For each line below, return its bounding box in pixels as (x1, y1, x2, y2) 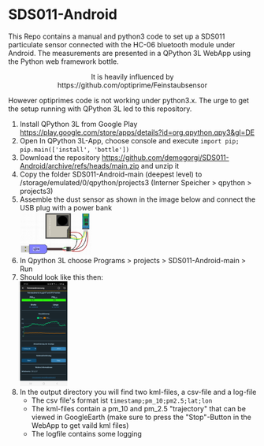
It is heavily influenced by (91, 72, 174, 81)
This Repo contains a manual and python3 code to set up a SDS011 (8, 32, 225, 41)
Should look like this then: (19, 272, 104, 281)
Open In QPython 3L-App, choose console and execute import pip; (19, 136, 240, 145)
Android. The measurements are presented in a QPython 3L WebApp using (8, 48, 251, 58)
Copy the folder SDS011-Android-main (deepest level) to (19, 169, 203, 179)
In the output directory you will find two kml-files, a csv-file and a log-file (19, 388, 257, 397)
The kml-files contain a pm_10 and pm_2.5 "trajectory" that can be (31, 404, 247, 414)
